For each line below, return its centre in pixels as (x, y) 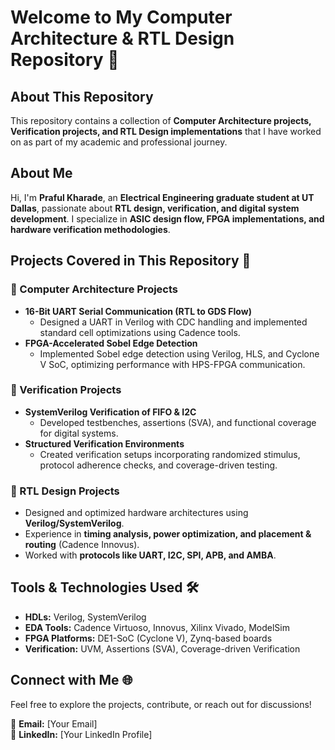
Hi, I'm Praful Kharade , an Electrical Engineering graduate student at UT (162, 197)
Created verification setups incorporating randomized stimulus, (170, 454)
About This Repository (82, 96)
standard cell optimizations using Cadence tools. (140, 332)
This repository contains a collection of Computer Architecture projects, (161, 120)
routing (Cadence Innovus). (82, 545)
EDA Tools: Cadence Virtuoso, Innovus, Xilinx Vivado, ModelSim (157, 627)
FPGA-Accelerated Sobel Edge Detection (111, 343)
